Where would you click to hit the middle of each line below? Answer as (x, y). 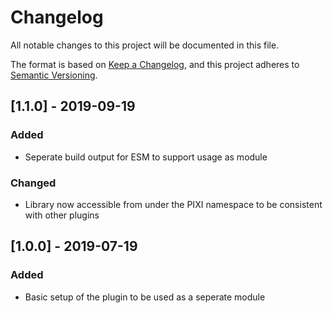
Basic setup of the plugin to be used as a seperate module (145, 297)
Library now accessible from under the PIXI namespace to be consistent (173, 204)
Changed (33, 183)
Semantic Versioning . (54, 75)
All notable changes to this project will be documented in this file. (145, 45)
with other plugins (62, 215)
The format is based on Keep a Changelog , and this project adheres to (155, 64)
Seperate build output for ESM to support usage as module (146, 157)
